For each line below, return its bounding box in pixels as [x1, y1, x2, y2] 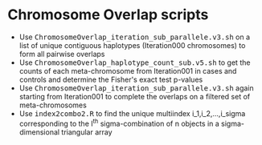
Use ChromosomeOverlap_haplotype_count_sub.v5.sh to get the [18, 58, 251, 67]
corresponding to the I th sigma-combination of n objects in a [18, 117, 220, 128]
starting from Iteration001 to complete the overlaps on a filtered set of [18, 91, 251, 101]
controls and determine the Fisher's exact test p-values [18, 75, 203, 84]
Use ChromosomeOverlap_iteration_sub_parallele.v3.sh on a [18, 32, 251, 42]
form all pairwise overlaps [18, 49, 105, 58]
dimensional [18, 127, 60, 137]
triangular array [61, 127, 113, 137]
